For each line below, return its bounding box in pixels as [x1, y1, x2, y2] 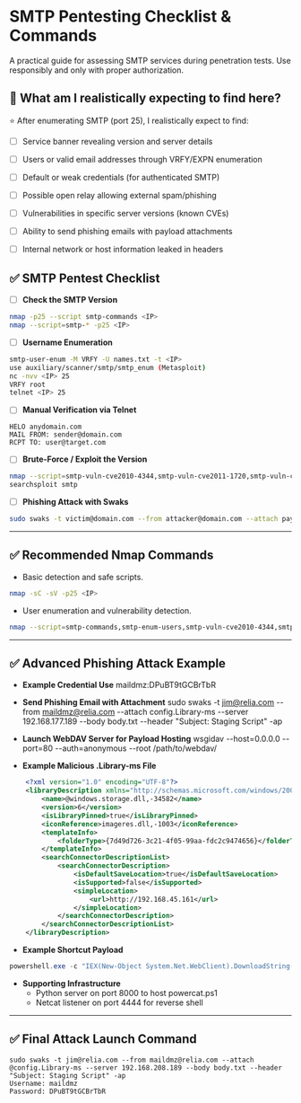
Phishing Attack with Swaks [21, 497, 129, 507]
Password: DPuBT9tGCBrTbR [9, 1087, 106, 1096]
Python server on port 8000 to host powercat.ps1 [35, 987, 218, 998]
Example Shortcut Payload [21, 945, 124, 956]
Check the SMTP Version [21, 295, 118, 304]
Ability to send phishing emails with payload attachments [21, 226, 233, 237]
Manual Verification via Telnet [21, 404, 137, 415]
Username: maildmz [9, 1079, 78, 1088]
